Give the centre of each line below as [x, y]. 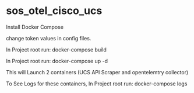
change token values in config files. [49, 38]
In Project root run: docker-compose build [56, 49]
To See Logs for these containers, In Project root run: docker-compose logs [97, 84]
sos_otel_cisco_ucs [54, 11]
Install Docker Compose [35, 27]
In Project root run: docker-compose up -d [57, 61]
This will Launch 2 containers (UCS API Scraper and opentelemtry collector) [97, 72]
